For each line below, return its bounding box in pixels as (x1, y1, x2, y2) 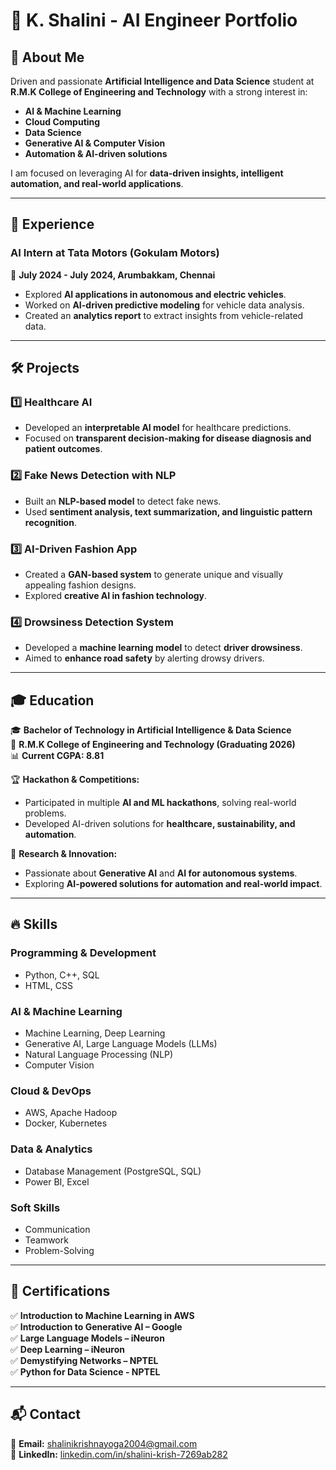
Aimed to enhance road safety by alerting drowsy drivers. (24, 652, 265, 664)
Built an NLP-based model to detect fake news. (24, 495, 222, 507)
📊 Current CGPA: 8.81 (10, 750, 105, 762)
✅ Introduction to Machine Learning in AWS (10, 1309, 195, 1321)
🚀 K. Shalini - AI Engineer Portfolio (10, 9, 298, 32)
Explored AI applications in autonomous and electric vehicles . (24, 288, 287, 300)
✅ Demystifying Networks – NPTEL (10, 1354, 159, 1366)
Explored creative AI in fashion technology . (24, 589, 208, 601)
